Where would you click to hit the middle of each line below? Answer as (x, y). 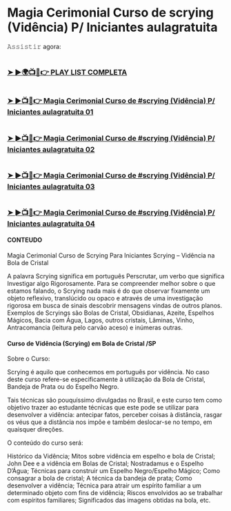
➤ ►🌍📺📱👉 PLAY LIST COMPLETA (67, 73)
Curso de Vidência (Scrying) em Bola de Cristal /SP (82, 343)
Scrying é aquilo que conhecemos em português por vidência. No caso (108, 372)
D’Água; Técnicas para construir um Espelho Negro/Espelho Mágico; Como (114, 471)
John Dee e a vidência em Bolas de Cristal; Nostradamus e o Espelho (106, 463)
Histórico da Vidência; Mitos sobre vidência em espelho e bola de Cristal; (111, 456)
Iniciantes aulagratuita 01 (50, 112)
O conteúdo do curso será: (45, 443)
